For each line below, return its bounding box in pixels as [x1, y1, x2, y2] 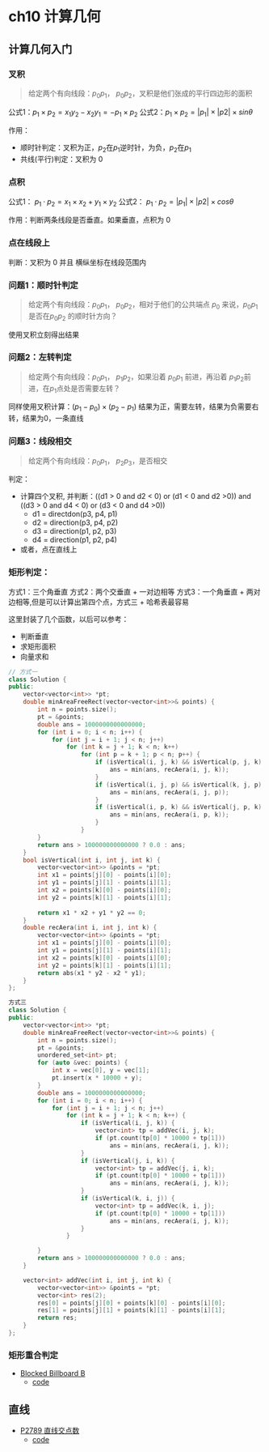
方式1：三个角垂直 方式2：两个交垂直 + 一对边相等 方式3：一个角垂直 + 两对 [8, 586, 261, 596]
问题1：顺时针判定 [8, 279, 78, 291]
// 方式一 [8, 667, 38, 676]
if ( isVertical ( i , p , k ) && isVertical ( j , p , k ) [95, 803, 263, 811]
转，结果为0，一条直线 [8, 414, 84, 424]
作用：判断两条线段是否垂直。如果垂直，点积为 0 [8, 215, 171, 225]
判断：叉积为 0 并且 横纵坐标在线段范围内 [8, 257, 147, 267]
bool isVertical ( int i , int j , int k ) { [23, 856, 161, 864]
